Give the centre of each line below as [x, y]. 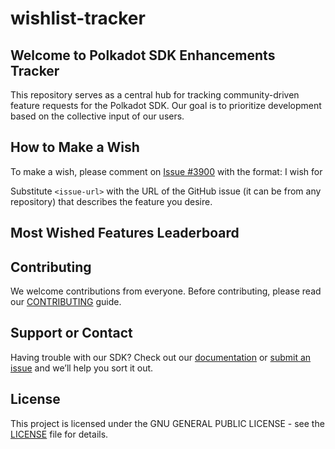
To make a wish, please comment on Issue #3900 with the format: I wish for [166, 171]
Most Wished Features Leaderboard [125, 233]
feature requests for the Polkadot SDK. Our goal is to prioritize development [166, 105]
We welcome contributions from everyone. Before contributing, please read [166, 291]
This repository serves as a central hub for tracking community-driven [155, 95]
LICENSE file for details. [59, 434]
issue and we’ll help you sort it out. [82, 368]
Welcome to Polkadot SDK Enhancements [143, 55]
